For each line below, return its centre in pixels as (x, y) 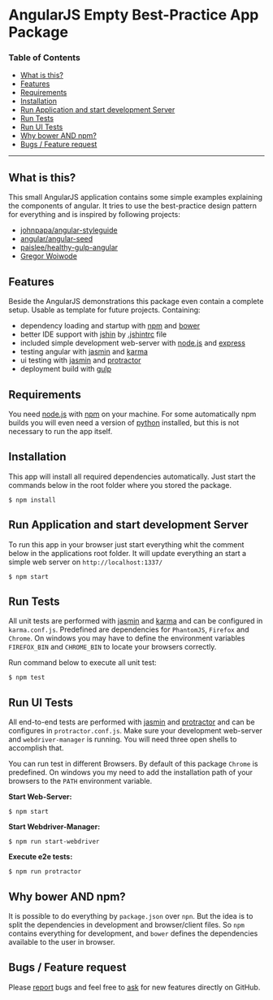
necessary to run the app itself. (61, 431)
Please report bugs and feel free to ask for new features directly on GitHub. (134, 987)
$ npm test (27, 678)
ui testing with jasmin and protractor (80, 360)
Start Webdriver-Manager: (54, 827)
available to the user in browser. (62, 941)
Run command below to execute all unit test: (82, 663)
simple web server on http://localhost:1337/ (86, 562)
